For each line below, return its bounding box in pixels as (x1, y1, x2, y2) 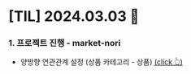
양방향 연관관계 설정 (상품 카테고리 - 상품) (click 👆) (20, 57, 183, 67)
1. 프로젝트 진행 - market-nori (8, 38, 121, 49)
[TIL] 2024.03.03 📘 (8, 7, 140, 26)
